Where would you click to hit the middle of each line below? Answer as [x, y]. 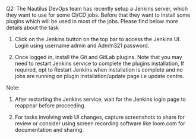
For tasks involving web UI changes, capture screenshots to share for [100, 117]
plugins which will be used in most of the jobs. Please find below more [92, 21]
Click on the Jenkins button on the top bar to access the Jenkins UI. [98, 39]
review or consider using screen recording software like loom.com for [100, 123]
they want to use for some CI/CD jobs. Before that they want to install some [98, 15]
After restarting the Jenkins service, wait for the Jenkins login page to [100, 99]
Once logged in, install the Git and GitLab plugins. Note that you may [98, 57]
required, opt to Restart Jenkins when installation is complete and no [99, 70]
